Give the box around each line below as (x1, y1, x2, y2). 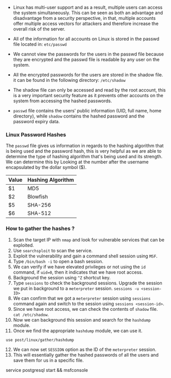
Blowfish (27, 193, 48, 200)
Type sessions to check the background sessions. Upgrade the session (13, 280, 162, 286)
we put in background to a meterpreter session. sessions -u (13, 285, 139, 292)
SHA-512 (27, 210, 51, 217)
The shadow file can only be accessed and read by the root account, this (13, 87, 166, 93)
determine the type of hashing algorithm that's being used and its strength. (6, 154, 163, 160)
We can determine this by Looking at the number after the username (6, 159, 149, 165)
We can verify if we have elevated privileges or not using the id (13, 264, 146, 270)
